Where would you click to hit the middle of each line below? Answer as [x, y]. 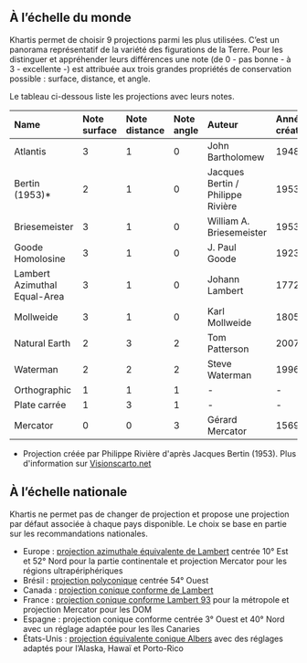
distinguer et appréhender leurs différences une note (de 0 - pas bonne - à [150, 59]
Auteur [223, 124]
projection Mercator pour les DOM [87, 609]
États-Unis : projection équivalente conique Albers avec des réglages [153, 638]
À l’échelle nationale [69, 492]
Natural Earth [42, 342]
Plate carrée [40, 405]
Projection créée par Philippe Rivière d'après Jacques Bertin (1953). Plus [159, 453]
